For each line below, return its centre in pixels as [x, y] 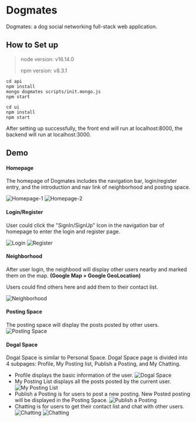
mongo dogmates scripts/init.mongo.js [53, 92]
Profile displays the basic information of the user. [74, 375]
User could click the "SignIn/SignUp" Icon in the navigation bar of [85, 225]
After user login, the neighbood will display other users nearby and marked [97, 269]
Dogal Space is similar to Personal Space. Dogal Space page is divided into [97, 358]
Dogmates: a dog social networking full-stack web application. [82, 26]
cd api [14, 81]
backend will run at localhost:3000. [49, 134]
